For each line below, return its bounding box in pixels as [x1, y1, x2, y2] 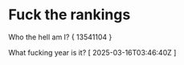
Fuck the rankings [8, 6, 131, 24]
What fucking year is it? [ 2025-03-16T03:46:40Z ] [8, 47, 177, 57]
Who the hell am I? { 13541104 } [8, 32, 112, 42]
